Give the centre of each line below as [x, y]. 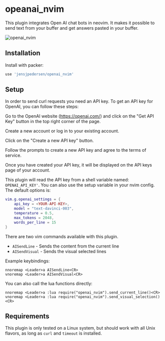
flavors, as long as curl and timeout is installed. [54, 333]
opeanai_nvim [35, 9]
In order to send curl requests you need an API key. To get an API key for [79, 101]
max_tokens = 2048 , [34, 218]
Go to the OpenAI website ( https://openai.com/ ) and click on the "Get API [80, 116]
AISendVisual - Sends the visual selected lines [59, 251]
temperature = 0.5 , [34, 213]
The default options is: [28, 190]
